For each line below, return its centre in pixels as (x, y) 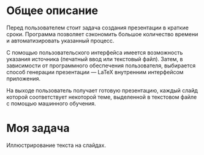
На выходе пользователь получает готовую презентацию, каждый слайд (102, 90)
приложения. (24, 78)
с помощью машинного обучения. (51, 103)
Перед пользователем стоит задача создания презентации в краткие (97, 28)
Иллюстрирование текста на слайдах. (56, 145)
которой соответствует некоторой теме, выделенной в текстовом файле (102, 97)
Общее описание (52, 11)
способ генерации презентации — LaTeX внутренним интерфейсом (95, 72)
